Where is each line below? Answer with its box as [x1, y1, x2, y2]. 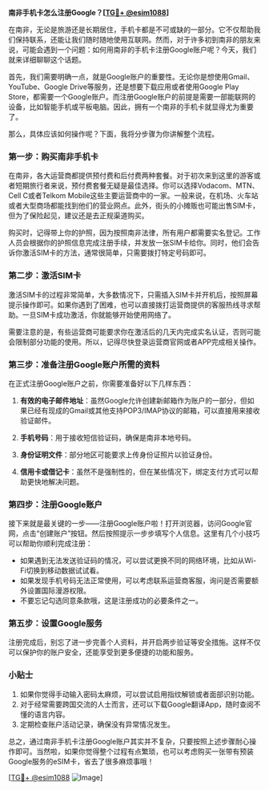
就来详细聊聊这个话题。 [8, 55, 86, 64]
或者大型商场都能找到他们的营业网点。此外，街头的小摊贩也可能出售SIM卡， [8, 201, 260, 211]
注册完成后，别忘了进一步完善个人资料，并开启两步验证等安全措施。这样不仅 [8, 638, 261, 647]
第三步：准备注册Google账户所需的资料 [8, 359, 160, 370]
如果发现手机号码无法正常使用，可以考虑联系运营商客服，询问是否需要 [19, 576, 252, 585]
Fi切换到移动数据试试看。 [19, 565, 104, 576]
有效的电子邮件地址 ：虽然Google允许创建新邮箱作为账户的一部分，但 [19, 395, 248, 405]
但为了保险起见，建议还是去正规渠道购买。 [8, 211, 149, 221]
